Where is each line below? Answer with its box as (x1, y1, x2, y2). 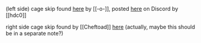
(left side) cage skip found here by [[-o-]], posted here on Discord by (5, 5, 179, 12)
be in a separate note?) (5, 30, 64, 37)
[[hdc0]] (5, 12, 27, 19)
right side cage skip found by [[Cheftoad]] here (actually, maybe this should (5, 24, 196, 30)
